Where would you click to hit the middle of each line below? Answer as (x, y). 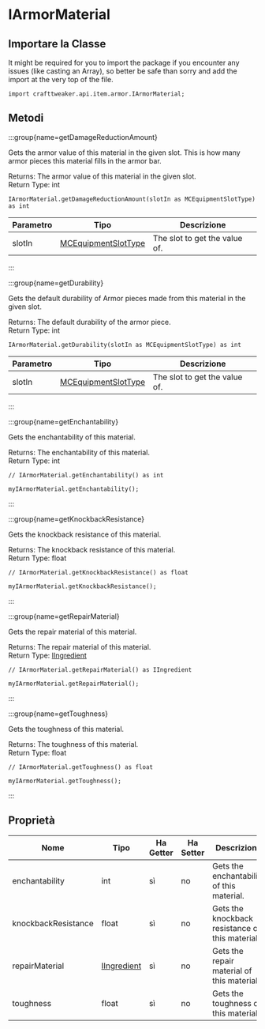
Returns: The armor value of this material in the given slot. (103, 176)
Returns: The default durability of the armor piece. (90, 322)
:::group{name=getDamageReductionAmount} (83, 137)
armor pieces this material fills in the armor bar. (85, 160)
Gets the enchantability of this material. (72, 437)
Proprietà (32, 821)
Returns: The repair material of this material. (80, 646)
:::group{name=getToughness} (58, 714)
